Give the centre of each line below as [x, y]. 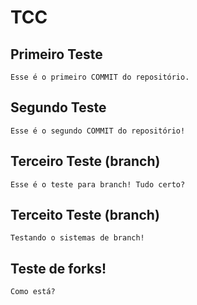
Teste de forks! [58, 268]
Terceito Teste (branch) [85, 215]
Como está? [33, 292]
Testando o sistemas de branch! [77, 238]
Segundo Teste [58, 107]
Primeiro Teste [56, 54]
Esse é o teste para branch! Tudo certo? [98, 184]
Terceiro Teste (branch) [85, 161]
